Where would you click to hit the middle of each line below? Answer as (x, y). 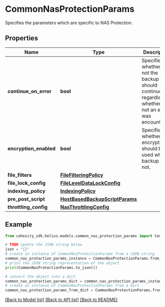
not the (150, 72)
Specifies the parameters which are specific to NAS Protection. (69, 23)
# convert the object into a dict (41, 276)
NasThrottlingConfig (85, 207)
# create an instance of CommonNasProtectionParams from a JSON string (80, 254)
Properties (22, 38)
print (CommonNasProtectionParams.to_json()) (51, 268)
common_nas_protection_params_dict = (44, 281)
